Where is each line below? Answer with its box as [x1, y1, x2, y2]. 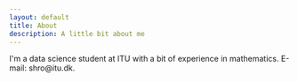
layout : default [9, 12, 69, 22]
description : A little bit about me [9, 29, 145, 38]
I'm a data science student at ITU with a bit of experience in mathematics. [9, 54, 279, 64]
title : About [9, 21, 58, 30]
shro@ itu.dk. [28, 63, 76, 73]
